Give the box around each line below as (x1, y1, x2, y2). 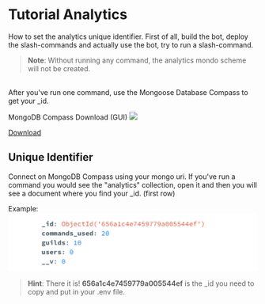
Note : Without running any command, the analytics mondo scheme (27, 55, 247, 65)
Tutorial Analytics (8, 6, 128, 24)
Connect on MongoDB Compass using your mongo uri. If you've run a (8, 172, 236, 181)
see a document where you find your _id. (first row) (8, 188, 176, 198)
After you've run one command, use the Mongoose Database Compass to (8, 87, 248, 97)
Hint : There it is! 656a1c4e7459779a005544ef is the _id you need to (27, 279, 255, 288)
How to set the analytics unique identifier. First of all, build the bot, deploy (8, 32, 249, 41)
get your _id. (8, 96, 49, 105)
